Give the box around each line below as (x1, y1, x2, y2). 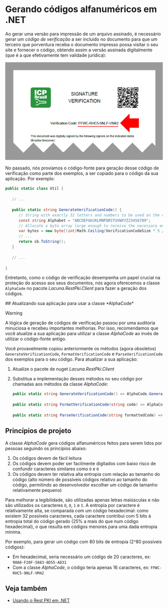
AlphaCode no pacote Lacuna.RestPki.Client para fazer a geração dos (5, 285, 147, 291)
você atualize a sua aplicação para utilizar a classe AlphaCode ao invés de (5, 331, 159, 337)
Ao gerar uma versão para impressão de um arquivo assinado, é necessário (5, 31, 161, 37)
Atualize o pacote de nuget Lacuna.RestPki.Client (12, 366, 114, 372)
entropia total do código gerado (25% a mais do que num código (5, 518, 139, 524)
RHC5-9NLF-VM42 (12, 570, 44, 576)
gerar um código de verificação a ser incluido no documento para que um (5, 36, 157, 42)
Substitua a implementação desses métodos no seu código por (12, 376, 143, 382)
